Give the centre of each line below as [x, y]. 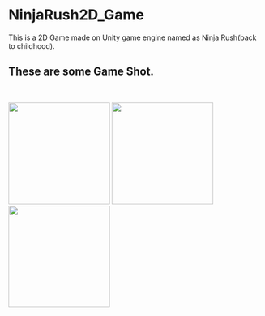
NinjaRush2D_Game [76, 15]
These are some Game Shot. [81, 72]
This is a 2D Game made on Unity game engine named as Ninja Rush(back [132, 37]
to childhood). [32, 45]
